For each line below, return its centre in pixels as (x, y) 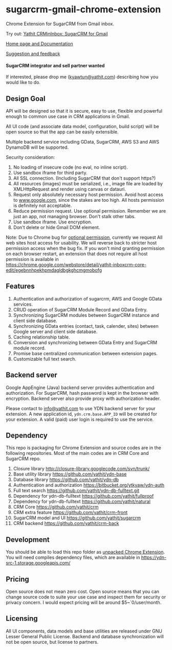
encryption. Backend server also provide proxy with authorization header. (83, 398)
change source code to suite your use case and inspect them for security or (86, 597)
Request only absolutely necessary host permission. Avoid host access (88, 195)
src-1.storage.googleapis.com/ (38, 563)
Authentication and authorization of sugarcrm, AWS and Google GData (88, 298)
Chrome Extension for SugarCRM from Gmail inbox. (60, 24)
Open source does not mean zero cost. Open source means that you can (83, 592)
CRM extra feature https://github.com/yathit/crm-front (70, 513)
